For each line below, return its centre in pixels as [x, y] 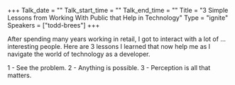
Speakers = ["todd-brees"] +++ [54, 25]
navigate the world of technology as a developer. [79, 54]
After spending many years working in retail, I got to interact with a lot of [113, 39]
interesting [23, 46]
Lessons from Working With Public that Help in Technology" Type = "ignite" [118, 18]
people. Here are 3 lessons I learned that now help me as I [125, 46]
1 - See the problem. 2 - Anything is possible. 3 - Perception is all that [109, 68]
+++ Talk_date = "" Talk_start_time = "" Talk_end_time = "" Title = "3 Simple [118, 10]
